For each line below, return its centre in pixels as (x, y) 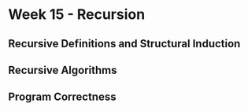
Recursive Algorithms (63, 70)
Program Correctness (62, 97)
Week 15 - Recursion (77, 15)
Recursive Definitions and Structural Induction (124, 44)
